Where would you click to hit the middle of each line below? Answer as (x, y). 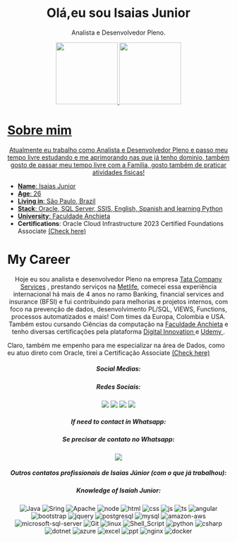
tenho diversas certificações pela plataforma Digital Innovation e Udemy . (119, 331)
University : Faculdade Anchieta (64, 216)
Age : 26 (29, 193)
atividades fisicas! (119, 172)
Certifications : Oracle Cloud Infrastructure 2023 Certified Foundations (121, 223)
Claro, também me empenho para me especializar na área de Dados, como (116, 345)
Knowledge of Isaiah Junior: (119, 490)
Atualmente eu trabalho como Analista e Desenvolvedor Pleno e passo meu (119, 150)
